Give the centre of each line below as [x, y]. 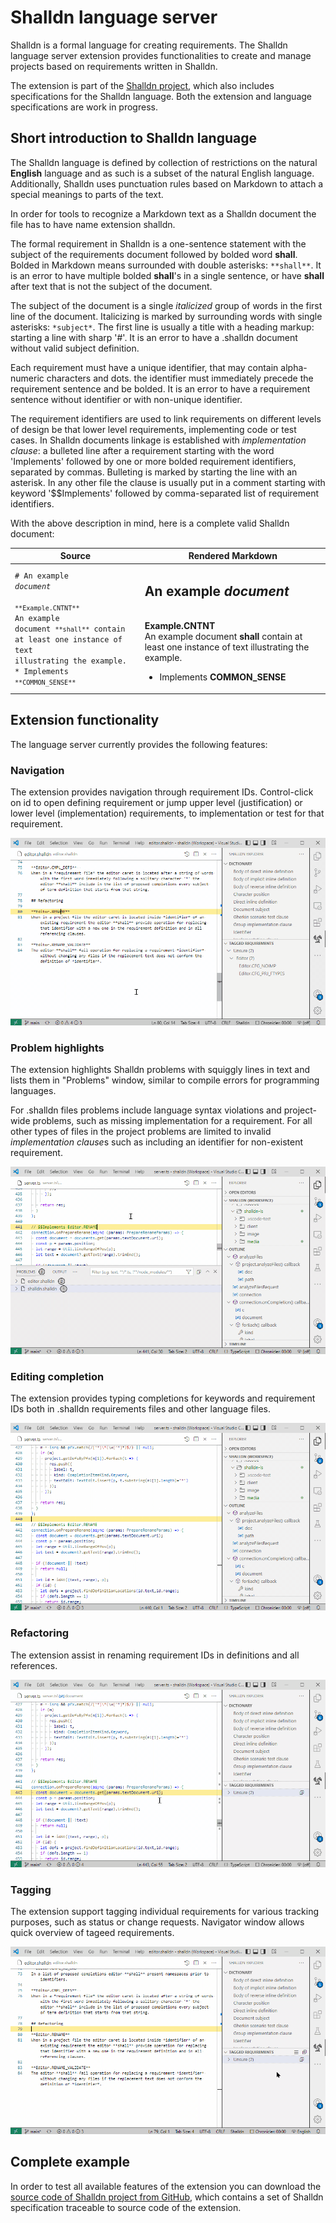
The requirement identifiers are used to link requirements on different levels [166, 418]
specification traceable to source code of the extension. [126, 2207]
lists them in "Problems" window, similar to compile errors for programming [165, 1080]
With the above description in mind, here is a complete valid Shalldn [150, 523]
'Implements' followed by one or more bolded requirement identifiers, [153, 461]
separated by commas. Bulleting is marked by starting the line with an [154, 472]
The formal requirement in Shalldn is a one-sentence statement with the [158, 243]
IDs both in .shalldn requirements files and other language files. [140, 1409]
